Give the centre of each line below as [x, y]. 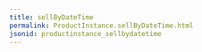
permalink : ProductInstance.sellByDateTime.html [101, 26]
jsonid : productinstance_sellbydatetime [86, 33]
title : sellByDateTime [51, 17]
